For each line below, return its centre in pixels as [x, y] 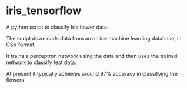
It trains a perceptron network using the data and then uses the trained [92, 56]
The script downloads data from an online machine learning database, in [94, 38]
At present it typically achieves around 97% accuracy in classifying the [92, 73]
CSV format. [21, 45]
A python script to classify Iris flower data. [57, 27]
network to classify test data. [41, 62]
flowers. [16, 80]
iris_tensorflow [44, 11]
